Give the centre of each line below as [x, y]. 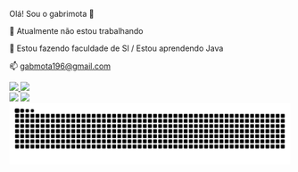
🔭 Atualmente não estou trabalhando [76, 31]
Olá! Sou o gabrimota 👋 [52, 14]
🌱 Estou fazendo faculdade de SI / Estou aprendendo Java [116, 48]
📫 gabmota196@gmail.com [60, 66]
